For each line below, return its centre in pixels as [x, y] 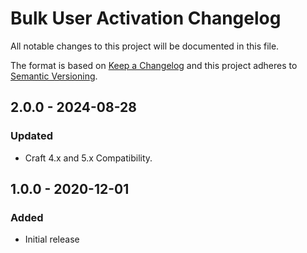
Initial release [52, 239]
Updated [31, 136]
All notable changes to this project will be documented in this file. [145, 46]
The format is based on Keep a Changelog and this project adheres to [154, 65]
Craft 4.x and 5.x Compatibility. [88, 158]
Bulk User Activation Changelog [146, 18]
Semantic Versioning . [54, 76]
